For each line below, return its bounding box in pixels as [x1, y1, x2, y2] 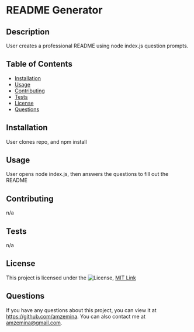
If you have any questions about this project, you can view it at [6, 306, 157, 313]
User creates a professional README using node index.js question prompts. [6, 42, 189, 49]
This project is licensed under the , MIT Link [6, 274, 136, 281]
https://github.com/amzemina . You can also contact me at [6, 313, 146, 320]
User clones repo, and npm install [6, 138, 87, 145]
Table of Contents [6, 59, 73, 69]
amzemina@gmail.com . [6, 319, 63, 326]
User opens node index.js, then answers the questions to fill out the [6, 171, 169, 178]
